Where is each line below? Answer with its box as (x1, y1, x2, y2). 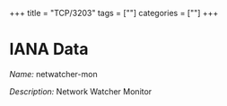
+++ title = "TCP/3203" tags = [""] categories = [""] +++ (9, 8, 219, 18)
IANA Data (9, 40, 89, 59)
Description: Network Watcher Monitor (9, 85, 153, 97)
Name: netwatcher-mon (9, 68, 98, 79)
